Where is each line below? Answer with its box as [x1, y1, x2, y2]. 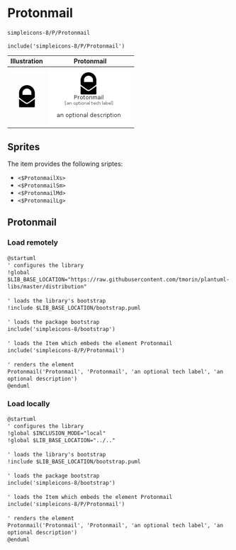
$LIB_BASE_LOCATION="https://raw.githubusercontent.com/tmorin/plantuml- [7, 276, 230, 283]
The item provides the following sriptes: [7, 159, 123, 168]
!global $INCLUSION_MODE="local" [7, 430, 106, 437]
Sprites [7, 140, 40, 153]
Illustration [10, 57, 44, 65]
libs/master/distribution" [7, 283, 87, 290]
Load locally [7, 398, 50, 408]
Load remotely [7, 237, 59, 247]
